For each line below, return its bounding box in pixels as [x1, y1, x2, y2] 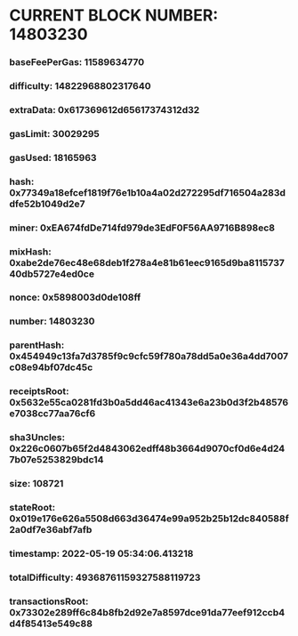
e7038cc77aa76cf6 [9, 407, 96, 420]
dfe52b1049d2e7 [9, 197, 86, 210]
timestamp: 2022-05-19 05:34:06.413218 [9, 547, 194, 560]
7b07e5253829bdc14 [9, 454, 104, 466]
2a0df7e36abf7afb [9, 524, 93, 536]
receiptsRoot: [9, 385, 69, 398]
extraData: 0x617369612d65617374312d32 [9, 103, 200, 116]
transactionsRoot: [9, 595, 89, 608]
